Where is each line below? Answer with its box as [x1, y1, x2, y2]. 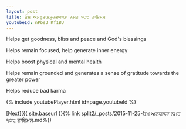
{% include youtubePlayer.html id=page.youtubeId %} [6, 99, 137, 106]
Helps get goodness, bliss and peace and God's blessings [6, 36, 147, 43]
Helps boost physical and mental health [6, 58, 102, 65]
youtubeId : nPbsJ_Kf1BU [6, 19, 65, 25]
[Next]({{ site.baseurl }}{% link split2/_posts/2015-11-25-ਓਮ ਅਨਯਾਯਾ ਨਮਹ [6, 110, 181, 117]
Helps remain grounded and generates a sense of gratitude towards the [6, 70, 180, 77]
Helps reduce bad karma [6, 87, 66, 94]
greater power [6, 76, 40, 83]
